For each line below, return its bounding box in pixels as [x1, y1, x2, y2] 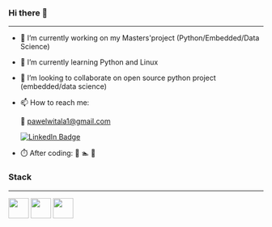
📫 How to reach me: [19, 98, 90, 107]
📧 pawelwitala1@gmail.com [19, 116, 111, 126]
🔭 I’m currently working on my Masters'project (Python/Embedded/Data [19, 33, 260, 43]
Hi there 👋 [8, 7, 49, 19]
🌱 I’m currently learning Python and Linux [19, 57, 159, 67]
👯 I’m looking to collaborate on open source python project [19, 73, 216, 83]
